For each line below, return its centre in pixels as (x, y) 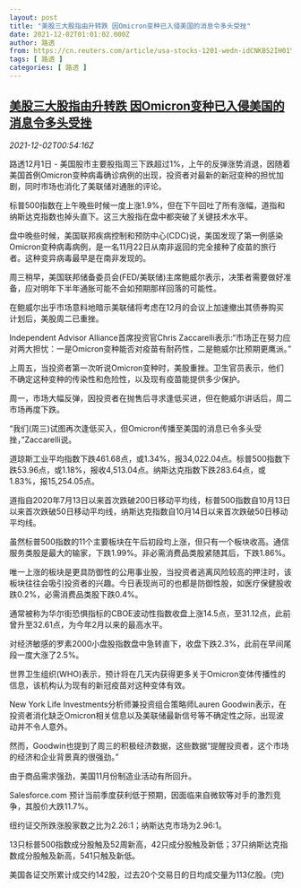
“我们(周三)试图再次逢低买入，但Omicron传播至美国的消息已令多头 (132, 428)
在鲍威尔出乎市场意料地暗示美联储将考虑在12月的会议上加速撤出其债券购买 (147, 307)
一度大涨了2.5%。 (50, 655)
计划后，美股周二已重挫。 (56, 318)
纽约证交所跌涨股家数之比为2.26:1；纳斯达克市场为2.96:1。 (118, 825)
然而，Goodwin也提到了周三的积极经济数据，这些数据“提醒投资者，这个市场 (149, 745)
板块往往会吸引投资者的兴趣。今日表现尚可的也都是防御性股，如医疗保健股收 (150, 583)
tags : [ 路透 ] (36, 59)
